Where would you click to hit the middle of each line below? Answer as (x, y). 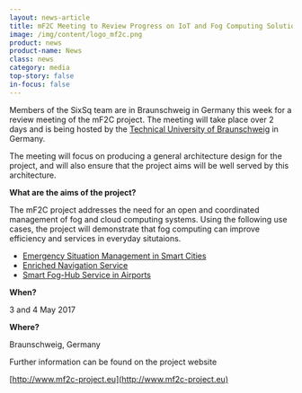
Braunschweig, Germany (55, 344)
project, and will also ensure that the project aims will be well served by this (149, 165)
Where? (25, 327)
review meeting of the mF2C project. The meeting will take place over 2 (142, 119)
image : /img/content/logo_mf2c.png (76, 34)
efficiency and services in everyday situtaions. (95, 238)
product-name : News (46, 51)
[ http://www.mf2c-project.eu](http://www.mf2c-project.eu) (119, 379)
